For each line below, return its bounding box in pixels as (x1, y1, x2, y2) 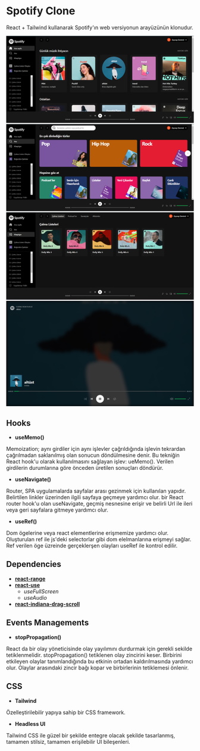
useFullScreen (23, 588, 59, 595)
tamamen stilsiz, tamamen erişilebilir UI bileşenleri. (6, 738, 130, 745)
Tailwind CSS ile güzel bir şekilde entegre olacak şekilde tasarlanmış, (6, 731, 176, 739)
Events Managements (6, 618, 89, 628)
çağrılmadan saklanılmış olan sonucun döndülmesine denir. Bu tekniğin (6, 451, 180, 459)
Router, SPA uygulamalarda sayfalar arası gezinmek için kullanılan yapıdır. (6, 487, 186, 495)
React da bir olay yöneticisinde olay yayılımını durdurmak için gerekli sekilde (6, 645, 192, 652)
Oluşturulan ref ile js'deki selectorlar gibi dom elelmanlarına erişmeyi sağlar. (6, 536, 192, 543)
